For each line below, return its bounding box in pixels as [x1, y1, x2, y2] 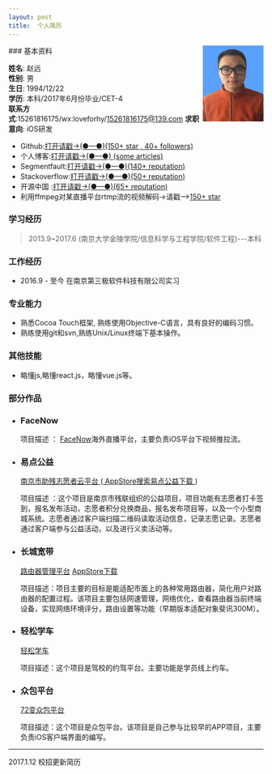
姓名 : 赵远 [8, 63, 41, 73]
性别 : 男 [8, 73, 34, 83]
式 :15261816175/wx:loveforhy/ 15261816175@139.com [8, 113, 184, 123]
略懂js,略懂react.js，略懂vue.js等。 [19, 370, 137, 380]
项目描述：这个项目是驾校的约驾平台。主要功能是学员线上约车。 [19, 662, 233, 672]
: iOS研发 [23, 124, 53, 134]
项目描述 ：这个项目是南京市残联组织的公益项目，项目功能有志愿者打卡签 [19, 494, 264, 504]
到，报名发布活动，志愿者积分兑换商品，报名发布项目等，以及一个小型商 [19, 504, 261, 513]
